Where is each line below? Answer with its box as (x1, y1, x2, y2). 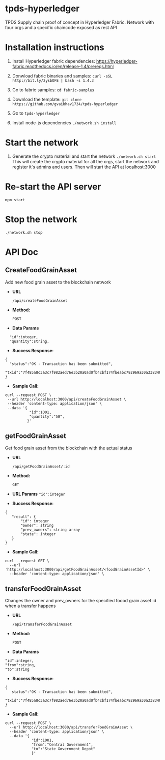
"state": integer (20, 531, 56, 537)
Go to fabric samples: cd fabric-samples (12, 87, 95, 93)
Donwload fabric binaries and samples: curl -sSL (12, 72, 112, 79)
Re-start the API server (5, 181, 102, 192)
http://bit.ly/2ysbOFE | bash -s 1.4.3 (12, 78, 94, 83)
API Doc (5, 246, 38, 257)
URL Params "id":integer (12, 491, 65, 497)
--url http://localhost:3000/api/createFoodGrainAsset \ (7, 397, 126, 402)
